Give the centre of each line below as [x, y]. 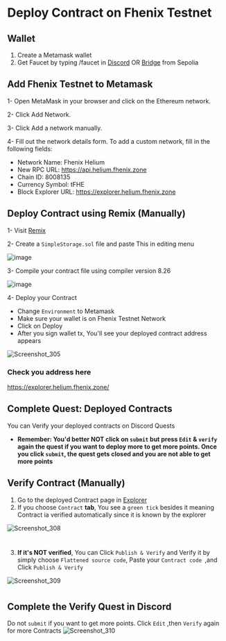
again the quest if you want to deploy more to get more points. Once [117, 447]
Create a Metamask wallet [54, 55]
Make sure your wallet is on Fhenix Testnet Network [92, 318]
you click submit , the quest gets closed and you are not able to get [114, 453]
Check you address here [49, 372]
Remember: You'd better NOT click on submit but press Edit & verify [117, 439]
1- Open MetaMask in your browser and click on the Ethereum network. [109, 101]
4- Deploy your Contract [42, 297]
